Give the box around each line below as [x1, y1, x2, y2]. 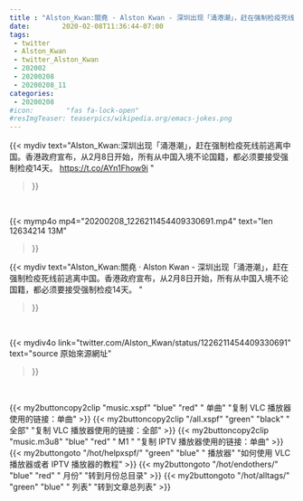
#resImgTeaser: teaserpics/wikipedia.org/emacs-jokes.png [9, 114, 232, 123]
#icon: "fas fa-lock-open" [9, 106, 140, 115]
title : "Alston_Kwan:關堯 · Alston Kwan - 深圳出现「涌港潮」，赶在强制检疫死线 [9, 13, 295, 23]
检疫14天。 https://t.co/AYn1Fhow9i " [16, 163, 155, 174]
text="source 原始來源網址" [9, 348, 112, 359]
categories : [9, 89, 54, 98]
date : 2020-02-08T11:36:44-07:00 [9, 22, 165, 31]
